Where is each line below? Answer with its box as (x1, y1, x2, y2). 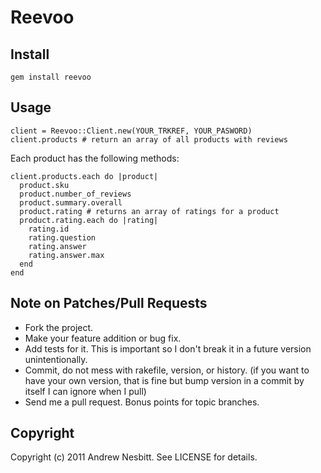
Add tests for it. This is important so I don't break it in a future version (24, 342, 312, 355)
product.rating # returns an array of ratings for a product (19, 206, 280, 216)
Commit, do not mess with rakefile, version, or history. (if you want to (24, 364, 310, 376)
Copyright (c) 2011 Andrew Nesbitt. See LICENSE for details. (10, 451, 258, 463)
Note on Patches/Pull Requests (10, 295, 208, 312)
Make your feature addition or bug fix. (24, 332, 182, 344)
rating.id (28, 224, 70, 234)
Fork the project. (24, 321, 94, 333)
